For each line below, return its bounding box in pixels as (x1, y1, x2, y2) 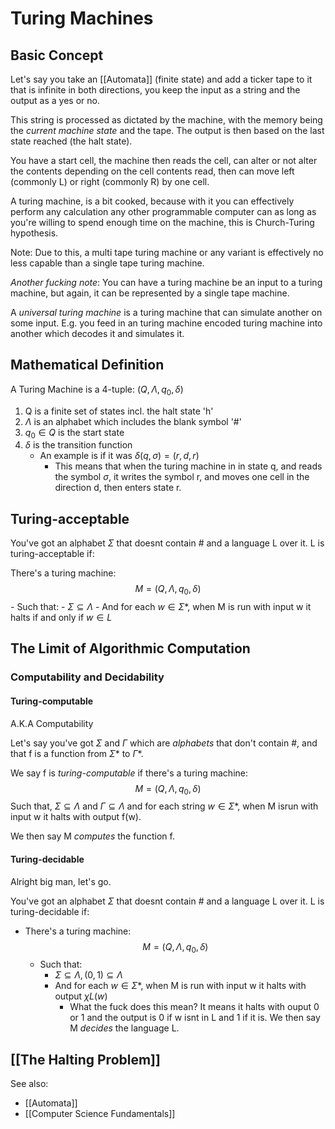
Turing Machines (10, 7, 154, 30)
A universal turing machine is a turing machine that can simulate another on (10, 307, 323, 318)
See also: (10, 1078, 49, 1090)
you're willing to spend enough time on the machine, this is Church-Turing (10, 217, 315, 228)
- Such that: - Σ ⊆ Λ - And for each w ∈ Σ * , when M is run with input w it (10, 601, 312, 613)
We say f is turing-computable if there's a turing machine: (10, 767, 248, 779)
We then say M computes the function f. (10, 830, 175, 842)
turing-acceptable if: (10, 548, 95, 560)
